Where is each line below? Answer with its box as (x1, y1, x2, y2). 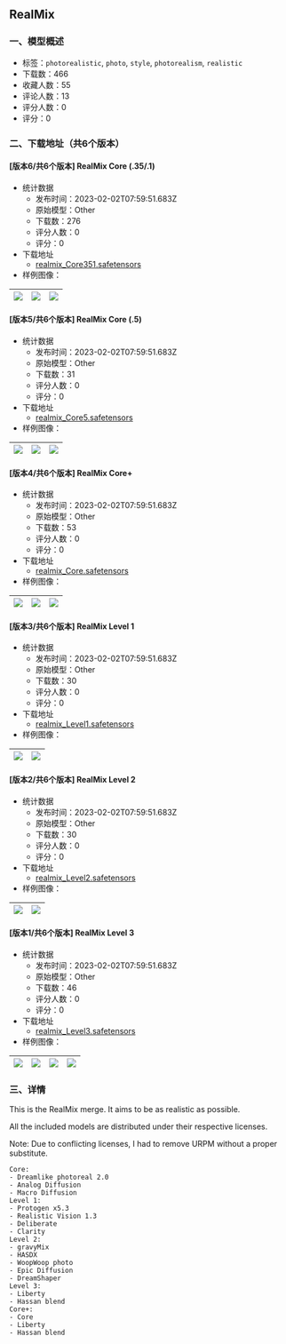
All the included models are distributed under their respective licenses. (9, 1121, 268, 1132)
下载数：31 (35, 369, 75, 380)
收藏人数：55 (21, 79, 71, 90)
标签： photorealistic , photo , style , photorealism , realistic (21, 57, 242, 68)
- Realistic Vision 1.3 (9, 1212, 98, 1221)
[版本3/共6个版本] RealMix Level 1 (9, 621, 135, 632)
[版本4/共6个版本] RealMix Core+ (9, 467, 133, 478)
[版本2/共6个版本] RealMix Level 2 (9, 775, 136, 785)
